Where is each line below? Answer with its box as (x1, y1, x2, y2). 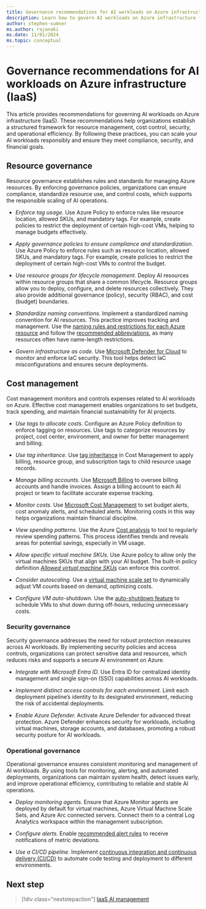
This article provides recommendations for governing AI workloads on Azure (6, 110, 199, 117)
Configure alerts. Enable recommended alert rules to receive (15, 830, 169, 837)
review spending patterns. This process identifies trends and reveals (15, 533, 189, 540)
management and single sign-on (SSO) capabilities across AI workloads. (15, 674, 198, 682)
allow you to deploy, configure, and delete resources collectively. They (15, 284, 194, 292)
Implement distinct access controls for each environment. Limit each (15, 686, 189, 694)
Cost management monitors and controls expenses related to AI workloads (6, 394, 196, 402)
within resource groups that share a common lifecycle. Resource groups (15, 278, 197, 286)
